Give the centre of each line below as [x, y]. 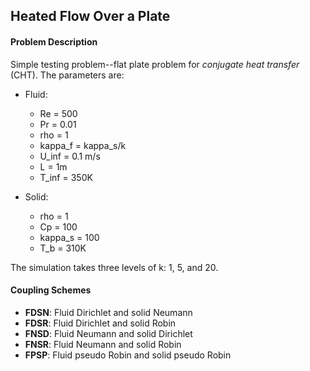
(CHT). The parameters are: [67, 75]
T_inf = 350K [66, 177]
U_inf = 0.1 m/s [70, 156]
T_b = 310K [63, 248]
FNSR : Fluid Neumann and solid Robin [103, 344]
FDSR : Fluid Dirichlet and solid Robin [100, 323]
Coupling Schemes [51, 290]
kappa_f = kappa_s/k [83, 145]
